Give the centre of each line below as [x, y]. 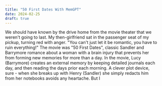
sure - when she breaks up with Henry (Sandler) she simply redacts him [77, 73]
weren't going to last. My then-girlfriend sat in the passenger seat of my [77, 37]
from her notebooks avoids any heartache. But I [53, 78]
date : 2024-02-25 [23, 14]
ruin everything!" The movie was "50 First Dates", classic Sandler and [74, 48]
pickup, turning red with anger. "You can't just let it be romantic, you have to [81, 43]
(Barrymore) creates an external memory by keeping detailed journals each [80, 63]
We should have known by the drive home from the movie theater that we [78, 32]
